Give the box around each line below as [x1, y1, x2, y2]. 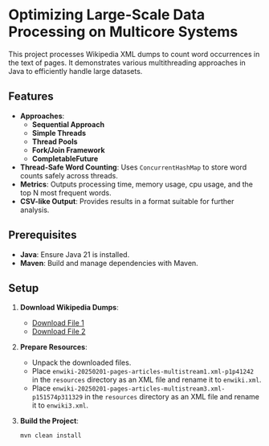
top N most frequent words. [19, 187, 112, 198]
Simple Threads [31, 128, 87, 137]
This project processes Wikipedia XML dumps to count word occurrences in [8, 49, 260, 59]
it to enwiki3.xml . [31, 400, 89, 411]
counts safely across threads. [19, 170, 119, 180]
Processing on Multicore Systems [8, 23, 238, 41]
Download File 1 [31, 318, 84, 328]
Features [8, 90, 54, 104]
